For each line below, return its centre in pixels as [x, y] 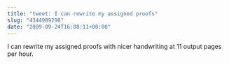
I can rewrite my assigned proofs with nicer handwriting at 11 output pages [114, 47]
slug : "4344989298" [36, 20]
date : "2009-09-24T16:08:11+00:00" [59, 27]
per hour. [20, 54]
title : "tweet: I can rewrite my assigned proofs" [83, 14]
